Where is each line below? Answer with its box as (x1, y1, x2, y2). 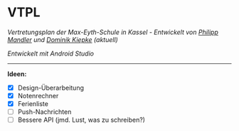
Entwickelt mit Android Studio (7, 49, 95, 58)
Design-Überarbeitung (17, 83, 84, 92)
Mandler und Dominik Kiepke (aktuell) (7, 35, 119, 43)
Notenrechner (17, 92, 59, 100)
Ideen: (7, 69, 27, 78)
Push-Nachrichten (17, 108, 72, 116)
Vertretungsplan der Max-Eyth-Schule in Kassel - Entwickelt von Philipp (7, 28, 219, 36)
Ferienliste (17, 100, 48, 108)
